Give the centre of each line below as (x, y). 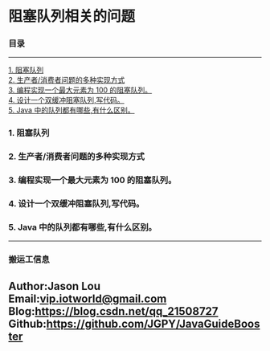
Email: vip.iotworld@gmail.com (88, 298)
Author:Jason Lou (54, 286)
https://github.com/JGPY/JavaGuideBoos (153, 323)
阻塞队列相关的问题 (72, 16)
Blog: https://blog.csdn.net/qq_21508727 (113, 311)
